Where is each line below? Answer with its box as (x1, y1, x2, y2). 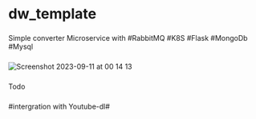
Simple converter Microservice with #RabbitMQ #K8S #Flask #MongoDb (8, 34, 248, 43)
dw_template (8, 5, 97, 23)
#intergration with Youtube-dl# (8, 101, 111, 111)
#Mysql (8, 42, 34, 52)
